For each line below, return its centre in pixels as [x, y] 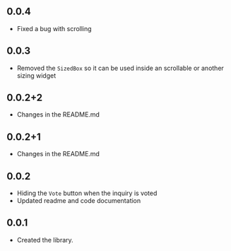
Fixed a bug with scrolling [54, 28]
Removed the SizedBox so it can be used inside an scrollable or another [120, 68]
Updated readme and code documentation [79, 201]
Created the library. [45, 240]
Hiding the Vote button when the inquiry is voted [87, 193]
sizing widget [36, 75]
